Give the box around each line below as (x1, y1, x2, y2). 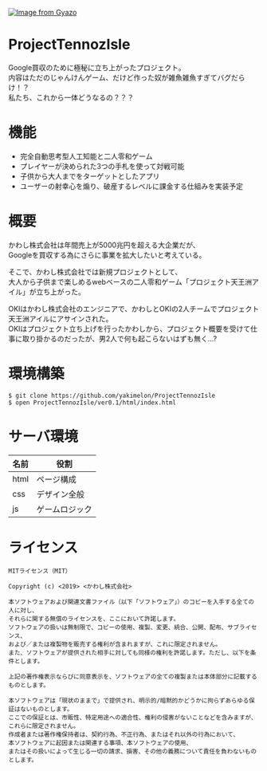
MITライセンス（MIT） (8, 567, 72, 575)
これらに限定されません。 (8, 722, 80, 730)
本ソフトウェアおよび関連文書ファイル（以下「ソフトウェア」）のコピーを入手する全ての (8, 598, 255, 606)
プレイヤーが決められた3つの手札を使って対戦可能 (19, 161, 185, 171)
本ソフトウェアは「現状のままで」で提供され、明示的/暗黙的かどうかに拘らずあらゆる (8, 696, 249, 705)
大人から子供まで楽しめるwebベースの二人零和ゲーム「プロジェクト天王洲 (8, 277, 253, 286)
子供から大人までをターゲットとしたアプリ (19, 171, 160, 181)
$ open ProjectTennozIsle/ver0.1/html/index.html (8, 399, 177, 407)
